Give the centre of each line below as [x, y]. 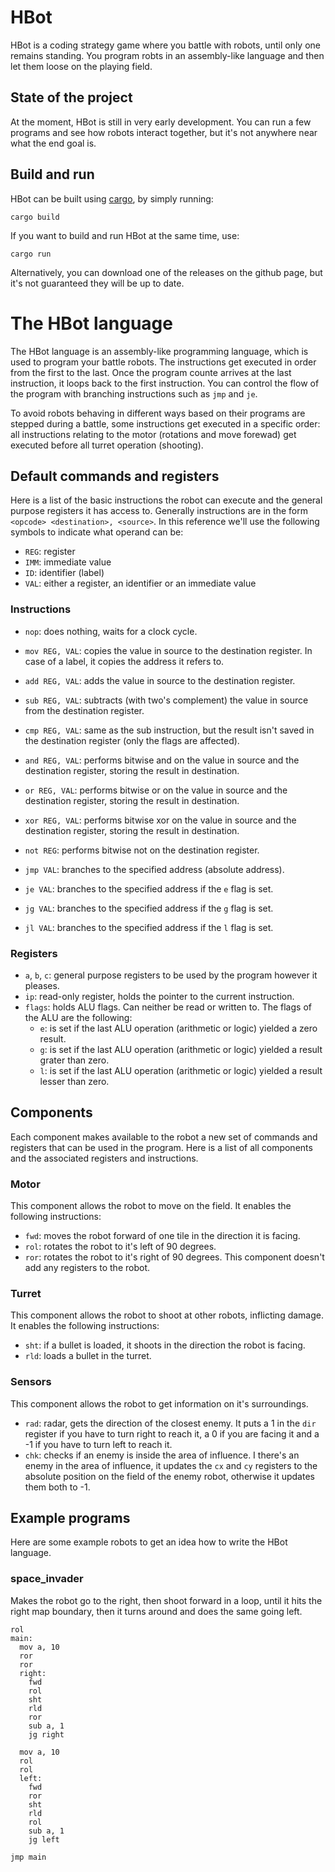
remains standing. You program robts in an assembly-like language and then [167, 55]
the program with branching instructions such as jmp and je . [134, 393]
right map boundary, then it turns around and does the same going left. [156, 1611]
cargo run [31, 254]
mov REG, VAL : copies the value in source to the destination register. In [168, 650]
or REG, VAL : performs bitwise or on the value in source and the [156, 790]
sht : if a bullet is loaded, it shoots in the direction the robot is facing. [165, 1345]
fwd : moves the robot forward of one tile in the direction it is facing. [162, 1236]
